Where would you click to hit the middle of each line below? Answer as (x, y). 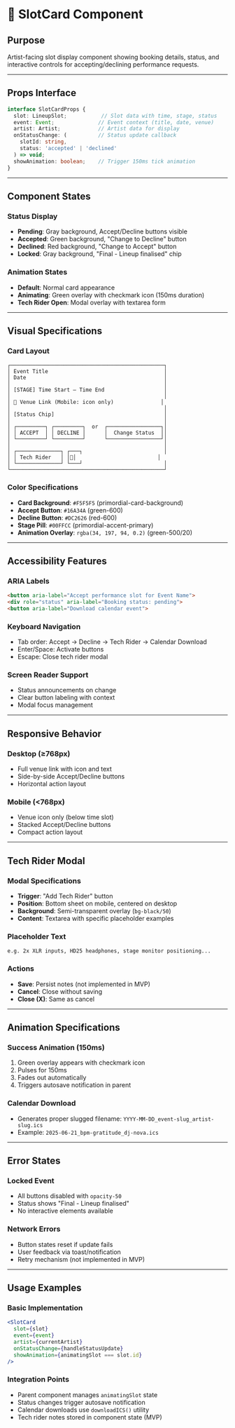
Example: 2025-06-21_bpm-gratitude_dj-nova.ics (88, 1132)
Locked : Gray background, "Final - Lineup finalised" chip (99, 254)
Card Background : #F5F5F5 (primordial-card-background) (100, 503)
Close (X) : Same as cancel (56, 999)
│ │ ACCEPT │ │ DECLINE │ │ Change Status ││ (87, 433)
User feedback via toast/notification (69, 1252)
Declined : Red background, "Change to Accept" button (97, 247)
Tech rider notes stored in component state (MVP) (90, 1417)
